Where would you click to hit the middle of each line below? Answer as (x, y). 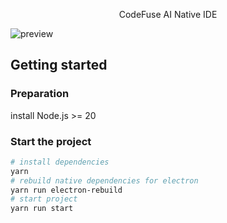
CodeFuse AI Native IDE (168, 14)
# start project (44, 199)
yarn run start (42, 209)
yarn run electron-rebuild (66, 190)
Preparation (40, 94)
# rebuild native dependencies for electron (104, 180)
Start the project (51, 141)
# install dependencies (60, 162)
